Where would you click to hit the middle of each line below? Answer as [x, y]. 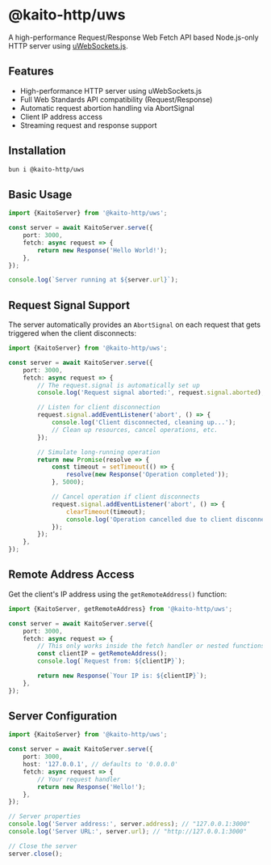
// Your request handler [79, 779]
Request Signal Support [69, 305]
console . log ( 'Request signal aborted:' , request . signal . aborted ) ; [151, 393]
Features [31, 72]
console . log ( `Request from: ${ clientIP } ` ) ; [111, 661]
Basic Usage [40, 195]
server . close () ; [35, 854]
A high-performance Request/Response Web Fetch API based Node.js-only [134, 37]
